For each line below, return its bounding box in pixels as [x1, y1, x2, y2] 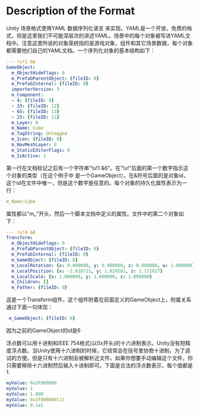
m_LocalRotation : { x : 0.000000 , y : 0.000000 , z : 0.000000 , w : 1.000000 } [11, 262, 195, 268]
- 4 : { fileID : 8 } [11, 98, 54, 103]
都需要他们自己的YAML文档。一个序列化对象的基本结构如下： [6, 46, 156, 54]
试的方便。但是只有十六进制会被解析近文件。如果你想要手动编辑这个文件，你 [6, 355, 193, 362]
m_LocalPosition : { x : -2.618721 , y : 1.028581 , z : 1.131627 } [11, 268, 163, 274]
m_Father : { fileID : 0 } [11, 284, 68, 291]
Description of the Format [6, 4, 135, 18]
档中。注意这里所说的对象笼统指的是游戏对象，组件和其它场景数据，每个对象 [6, 39, 193, 46]
